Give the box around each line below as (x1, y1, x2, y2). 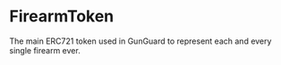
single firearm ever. (9, 45, 81, 55)
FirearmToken (9, 6, 115, 27)
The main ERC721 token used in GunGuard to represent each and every (9, 36, 272, 46)
